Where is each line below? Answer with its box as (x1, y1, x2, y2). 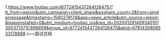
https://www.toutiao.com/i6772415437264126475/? (8, 4, 113, 10)
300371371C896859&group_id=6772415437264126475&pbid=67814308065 (5, 25, 161, 31)
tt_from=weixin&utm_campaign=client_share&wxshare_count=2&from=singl (5, 9, 159, 15)
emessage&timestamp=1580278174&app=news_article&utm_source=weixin (5, 15, 159, 20)
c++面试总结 (26, 31, 52, 36)
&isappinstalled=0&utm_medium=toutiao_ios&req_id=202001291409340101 (5, 20, 159, 25)
